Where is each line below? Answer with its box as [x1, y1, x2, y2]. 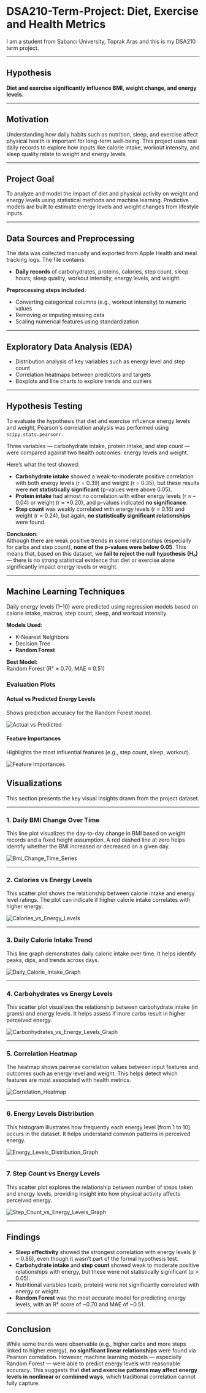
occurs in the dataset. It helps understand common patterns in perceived [6, 1130, 191, 1137]
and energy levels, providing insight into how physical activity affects [6, 1190, 181, 1197]
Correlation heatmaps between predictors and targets [15, 371, 151, 378]
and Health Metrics [6, 17, 106, 31]
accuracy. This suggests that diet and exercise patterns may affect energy [6, 1367, 198, 1374]
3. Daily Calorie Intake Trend [6, 936, 93, 944]
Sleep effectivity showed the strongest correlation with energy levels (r [15, 1248, 197, 1255]
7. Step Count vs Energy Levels [6, 1169, 100, 1178]
